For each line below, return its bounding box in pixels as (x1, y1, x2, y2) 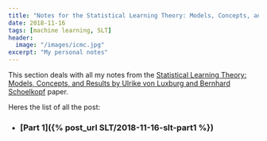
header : (8, 33, 34, 42)
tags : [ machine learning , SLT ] (8, 26, 112, 34)
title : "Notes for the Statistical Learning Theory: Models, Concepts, (8, 11, 250, 20)
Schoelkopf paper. (8, 87, 69, 96)
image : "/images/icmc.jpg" (15, 41, 105, 49)
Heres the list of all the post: (8, 102, 101, 112)
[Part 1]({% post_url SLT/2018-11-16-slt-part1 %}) (19, 122, 215, 133)
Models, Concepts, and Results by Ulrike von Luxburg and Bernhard (8, 78, 230, 88)
